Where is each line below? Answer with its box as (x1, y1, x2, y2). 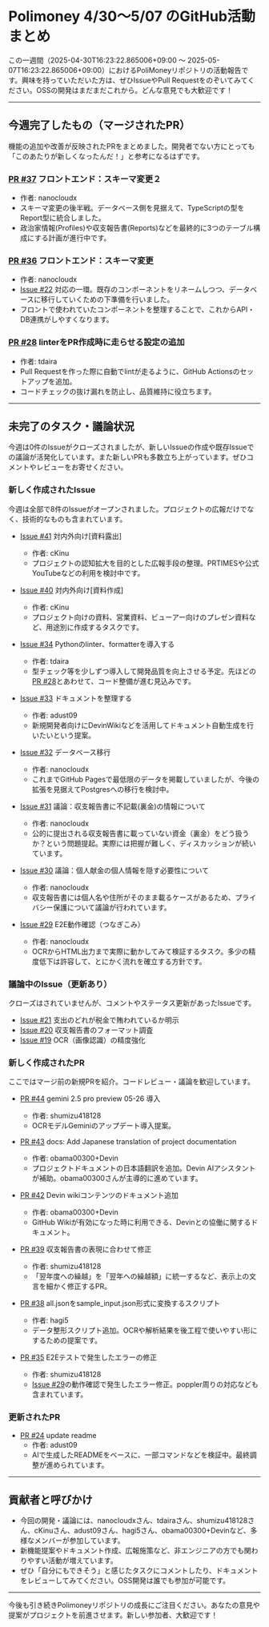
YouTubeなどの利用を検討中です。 (31, 568, 145, 577)
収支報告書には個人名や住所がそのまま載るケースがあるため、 (31, 892, 235, 902)
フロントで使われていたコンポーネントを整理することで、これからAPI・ (19, 305, 255, 315)
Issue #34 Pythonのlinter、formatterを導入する (19, 639, 175, 649)
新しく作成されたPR (8, 1057, 86, 1068)
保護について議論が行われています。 (53, 902, 171, 912)
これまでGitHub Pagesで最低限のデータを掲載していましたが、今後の (31, 774, 260, 784)
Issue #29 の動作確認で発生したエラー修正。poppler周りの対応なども (31, 1380, 259, 1389)
